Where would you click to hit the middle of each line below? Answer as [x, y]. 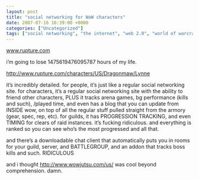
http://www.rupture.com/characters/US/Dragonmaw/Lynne [78, 73]
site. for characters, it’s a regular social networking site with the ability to [94, 91]
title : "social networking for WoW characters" [66, 17]
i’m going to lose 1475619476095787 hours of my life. [72, 62]
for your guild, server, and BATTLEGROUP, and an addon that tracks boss [96, 147]
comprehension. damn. [34, 171]
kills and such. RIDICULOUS [40, 153]
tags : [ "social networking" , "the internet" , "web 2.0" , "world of [91, 34]
